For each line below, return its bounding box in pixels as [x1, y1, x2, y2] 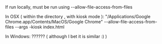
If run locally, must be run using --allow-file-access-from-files [5, 4, 133, 10]
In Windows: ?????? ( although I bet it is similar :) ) [5, 34, 107, 39]
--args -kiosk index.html [14, 24, 65, 30]
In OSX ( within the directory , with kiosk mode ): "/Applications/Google [5, 14, 151, 19]
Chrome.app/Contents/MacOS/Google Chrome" [5, 19, 103, 24]
